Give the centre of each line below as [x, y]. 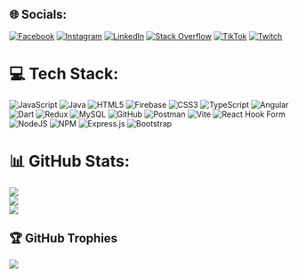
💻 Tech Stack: [64, 74]
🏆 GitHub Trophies [64, 238]
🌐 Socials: [38, 15]
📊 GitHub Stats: [70, 161]
